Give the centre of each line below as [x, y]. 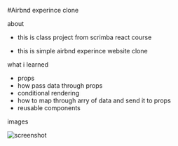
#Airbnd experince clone [43, 10]
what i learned [28, 65]
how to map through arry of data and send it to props [94, 100]
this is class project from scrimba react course [84, 37]
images [18, 121]
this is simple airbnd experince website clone [83, 51]
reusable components [49, 108]
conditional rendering [48, 93]
